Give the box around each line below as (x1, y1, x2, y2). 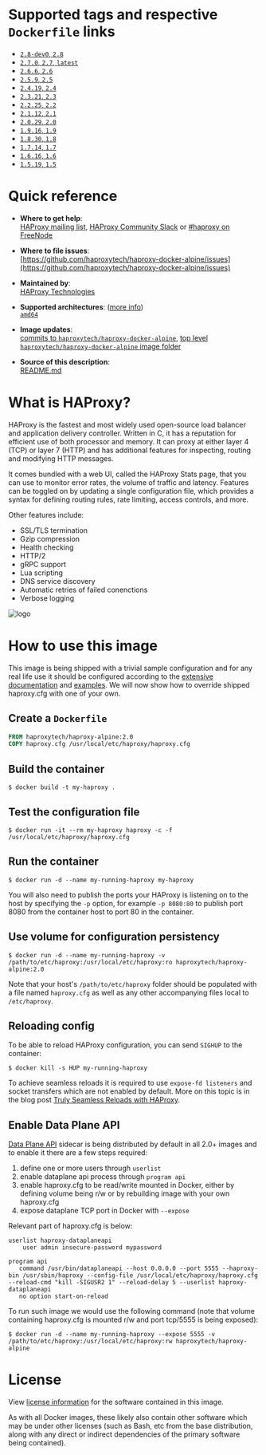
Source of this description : (19, 357, 110, 366)
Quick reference (8, 187, 118, 205)
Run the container (8, 855, 100, 869)
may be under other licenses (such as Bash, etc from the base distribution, (8, 1421, 253, 1431)
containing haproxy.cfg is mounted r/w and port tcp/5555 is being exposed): (8, 1315, 259, 1325)
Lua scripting (19, 568, 64, 578)
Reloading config (8, 1019, 96, 1032)
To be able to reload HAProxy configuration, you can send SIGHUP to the (8, 1040, 243, 1050)
